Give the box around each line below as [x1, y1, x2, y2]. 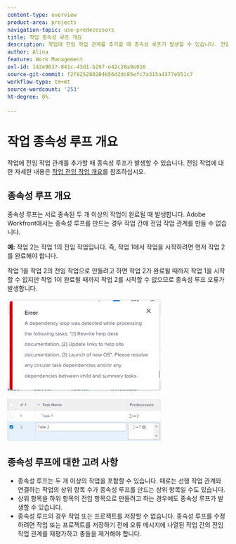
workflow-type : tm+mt [7, 78, 71, 85]
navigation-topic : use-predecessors [7, 26, 114, 33]
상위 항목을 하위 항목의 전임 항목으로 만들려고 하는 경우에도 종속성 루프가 [17, 494, 216, 502]
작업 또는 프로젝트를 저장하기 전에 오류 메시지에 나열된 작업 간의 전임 [36, 520, 224, 528]
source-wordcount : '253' [7, 85, 80, 93]
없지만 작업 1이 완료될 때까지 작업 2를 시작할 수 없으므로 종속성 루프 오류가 [22, 275, 225, 283]
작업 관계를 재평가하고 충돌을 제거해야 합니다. [17, 529, 142, 538]
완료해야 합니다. [14, 251, 58, 260]
